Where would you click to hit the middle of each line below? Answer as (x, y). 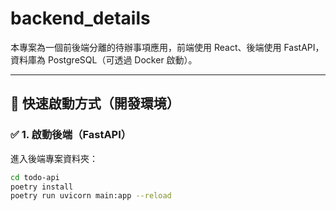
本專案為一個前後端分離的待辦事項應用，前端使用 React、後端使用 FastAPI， (167, 47)
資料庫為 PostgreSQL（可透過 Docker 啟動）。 (104, 59)
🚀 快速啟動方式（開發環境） (95, 103)
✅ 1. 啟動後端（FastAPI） (71, 135)
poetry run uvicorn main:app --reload (91, 196)
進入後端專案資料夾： (54, 158)
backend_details (80, 18)
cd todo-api (35, 177)
